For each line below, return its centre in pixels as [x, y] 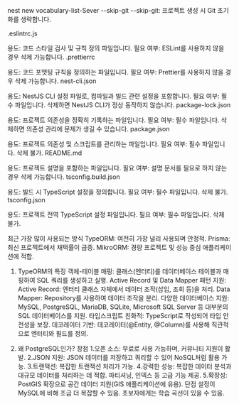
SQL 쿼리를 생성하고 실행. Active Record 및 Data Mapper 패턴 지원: [131, 280]
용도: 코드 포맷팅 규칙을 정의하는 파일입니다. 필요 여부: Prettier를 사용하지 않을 [116, 72]
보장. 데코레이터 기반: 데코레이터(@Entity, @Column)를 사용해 [123, 324]
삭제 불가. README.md [49, 153]
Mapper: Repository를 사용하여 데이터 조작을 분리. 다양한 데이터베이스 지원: [123, 298]
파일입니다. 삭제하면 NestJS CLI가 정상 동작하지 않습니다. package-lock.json [123, 105]
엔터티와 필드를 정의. [60, 333]
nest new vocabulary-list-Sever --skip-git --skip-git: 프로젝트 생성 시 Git [112, 10]
